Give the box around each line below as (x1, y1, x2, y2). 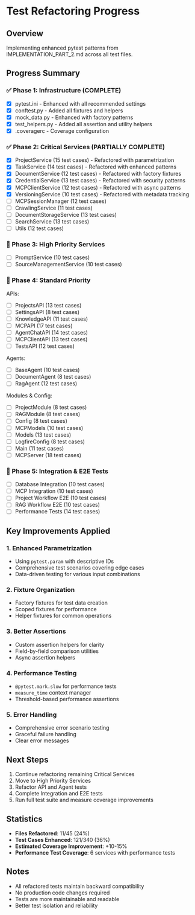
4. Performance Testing (6, 669, 77, 677)
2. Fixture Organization (6, 586, 75, 594)
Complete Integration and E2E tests (14, 790, 104, 797)
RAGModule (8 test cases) (14, 411, 81, 418)
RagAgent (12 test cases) (14, 380, 78, 387)
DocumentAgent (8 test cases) (14, 373, 91, 380)
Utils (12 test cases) (14, 225, 64, 232)
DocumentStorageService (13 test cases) (14, 211, 117, 218)
